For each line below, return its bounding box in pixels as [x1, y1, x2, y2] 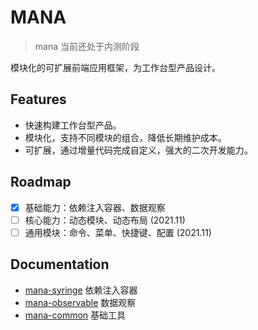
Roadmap [10, 174, 72, 191]
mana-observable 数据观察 [24, 296, 137, 308]
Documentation [10, 256, 110, 273]
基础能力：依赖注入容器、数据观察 [24, 201, 166, 213]
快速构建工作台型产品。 [24, 119, 122, 131]
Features [10, 91, 67, 108]
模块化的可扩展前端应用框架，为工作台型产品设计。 [10, 61, 221, 73]
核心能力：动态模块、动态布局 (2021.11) [24, 214, 186, 226]
